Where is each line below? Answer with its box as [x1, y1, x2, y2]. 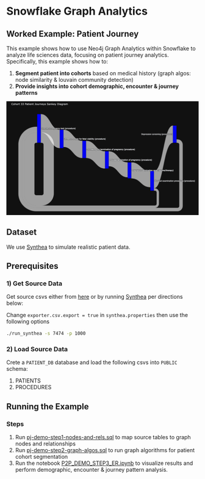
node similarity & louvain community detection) [15, 76, 134, 83]
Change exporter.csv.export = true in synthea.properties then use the [6, 312, 188, 319]
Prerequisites [6, 261, 59, 271]
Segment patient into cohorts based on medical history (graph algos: [15, 70, 191, 77]
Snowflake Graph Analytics [6, 4, 148, 18]
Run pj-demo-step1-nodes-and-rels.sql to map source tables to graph [15, 434, 191, 441]
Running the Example [6, 401, 90, 412]
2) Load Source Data [6, 345, 68, 354]
